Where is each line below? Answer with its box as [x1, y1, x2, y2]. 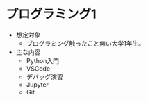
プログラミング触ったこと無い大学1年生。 [26, 39, 145, 47]
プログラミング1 [6, 6, 97, 22]
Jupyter [26, 80, 49, 89]
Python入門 [26, 56, 60, 65]
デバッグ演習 [26, 72, 63, 80]
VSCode [26, 64, 51, 73]
